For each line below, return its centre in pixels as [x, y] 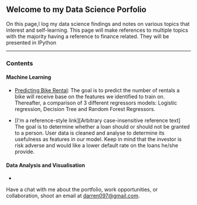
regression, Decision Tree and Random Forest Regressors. [85, 109]
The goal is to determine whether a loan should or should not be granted [102, 126]
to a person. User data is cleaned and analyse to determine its [89, 133]
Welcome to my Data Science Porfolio [76, 10]
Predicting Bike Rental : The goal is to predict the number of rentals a [97, 90]
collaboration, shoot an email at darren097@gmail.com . [73, 196]
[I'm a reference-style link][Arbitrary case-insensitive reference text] [97, 120]
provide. [25, 152]
